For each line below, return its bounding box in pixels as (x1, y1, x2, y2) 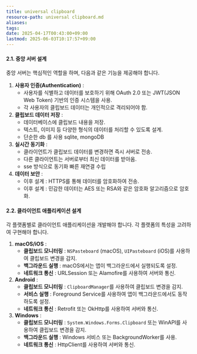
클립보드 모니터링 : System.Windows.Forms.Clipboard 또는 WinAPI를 (23, 319, 181, 326)
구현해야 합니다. (12, 228, 49, 236)
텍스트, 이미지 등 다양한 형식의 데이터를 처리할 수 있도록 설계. (23, 126, 163, 133)
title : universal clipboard (6, 8, 75, 15)
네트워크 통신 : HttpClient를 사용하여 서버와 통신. (23, 341, 136, 348)
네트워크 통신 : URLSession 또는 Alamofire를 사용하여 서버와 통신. (23, 270, 176, 277)
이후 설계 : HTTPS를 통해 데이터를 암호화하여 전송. (23, 178, 139, 185)
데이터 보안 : (14, 171, 43, 178)
